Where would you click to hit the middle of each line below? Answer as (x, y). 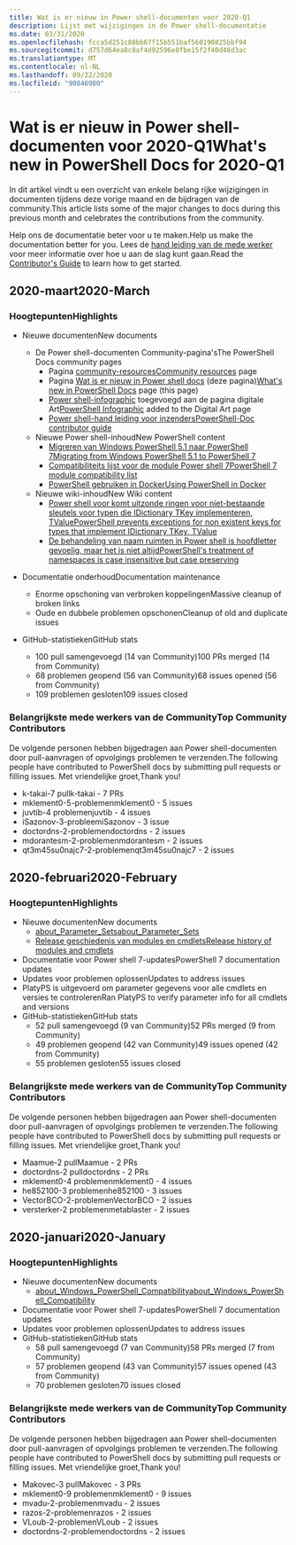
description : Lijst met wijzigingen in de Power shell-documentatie (138, 26)
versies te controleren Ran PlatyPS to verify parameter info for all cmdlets (155, 997)
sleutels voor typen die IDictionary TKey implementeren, (151, 513)
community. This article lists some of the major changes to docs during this (145, 208)
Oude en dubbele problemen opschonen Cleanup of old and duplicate (161, 613)
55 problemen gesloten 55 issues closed (108, 1064)
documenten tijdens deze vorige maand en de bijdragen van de (125, 199)
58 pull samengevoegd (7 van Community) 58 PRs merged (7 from (155, 1347)
